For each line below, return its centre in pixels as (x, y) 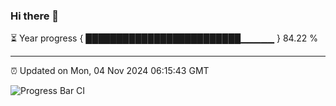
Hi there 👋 (35, 16)
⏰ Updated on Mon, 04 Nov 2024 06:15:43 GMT (110, 71)
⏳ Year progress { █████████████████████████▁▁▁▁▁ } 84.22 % (164, 38)
